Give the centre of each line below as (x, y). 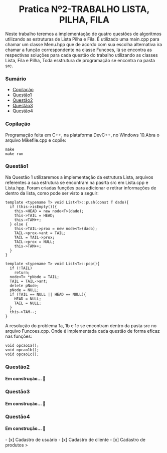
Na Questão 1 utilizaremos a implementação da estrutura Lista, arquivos (79, 177)
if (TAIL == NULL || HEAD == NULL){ (48, 294)
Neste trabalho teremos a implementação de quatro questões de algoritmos (83, 34)
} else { (19, 224)
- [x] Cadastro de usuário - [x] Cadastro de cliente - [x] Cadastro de (75, 439)
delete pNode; (24, 286)
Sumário (16, 79)
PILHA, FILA (84, 20)
